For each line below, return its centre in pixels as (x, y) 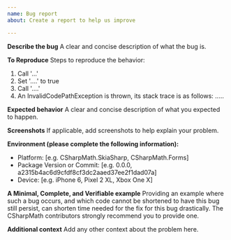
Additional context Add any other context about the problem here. (103, 229)
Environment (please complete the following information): (93, 143)
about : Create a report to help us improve (72, 20)
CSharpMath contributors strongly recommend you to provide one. (103, 216)
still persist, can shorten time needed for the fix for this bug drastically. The (115, 208)
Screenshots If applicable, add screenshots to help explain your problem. (113, 130)
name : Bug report (32, 14)
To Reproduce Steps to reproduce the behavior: (76, 59)
